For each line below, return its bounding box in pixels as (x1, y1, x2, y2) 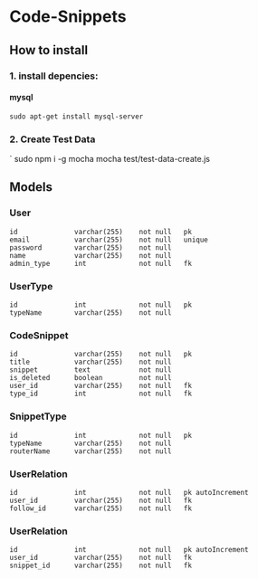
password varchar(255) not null (9, 242, 172, 252)
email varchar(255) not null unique (9, 235, 208, 244)
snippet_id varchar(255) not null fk (9, 561, 193, 571)
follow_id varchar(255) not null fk (9, 504, 193, 513)
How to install (9, 43, 89, 58)
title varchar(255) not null (9, 357, 172, 367)
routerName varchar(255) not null (9, 446, 172, 456)
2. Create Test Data (9, 133, 96, 146)
